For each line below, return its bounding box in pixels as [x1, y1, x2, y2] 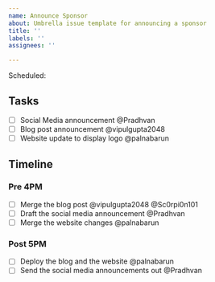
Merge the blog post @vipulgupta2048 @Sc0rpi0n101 [19, 199, 199, 209]
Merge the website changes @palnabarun [19, 218, 159, 227]
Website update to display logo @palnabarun [19, 133, 170, 143]
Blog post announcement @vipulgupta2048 [19, 125, 165, 133]
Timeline [8, 157, 54, 171]
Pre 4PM [8, 182, 43, 193]
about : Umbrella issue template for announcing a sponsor [8, 19, 207, 27]
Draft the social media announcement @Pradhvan [19, 208, 185, 218]
